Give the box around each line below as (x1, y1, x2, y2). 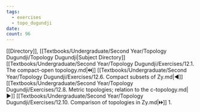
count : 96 (6, 31, 31, 37)
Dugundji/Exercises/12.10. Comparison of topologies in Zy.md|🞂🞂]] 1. (6, 99, 172, 106)
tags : (6, 8, 20, 15)
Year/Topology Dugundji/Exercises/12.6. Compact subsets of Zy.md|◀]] (6, 73, 183, 81)
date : (6, 25, 20, 32)
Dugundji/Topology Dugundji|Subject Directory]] (6, 54, 126, 61)
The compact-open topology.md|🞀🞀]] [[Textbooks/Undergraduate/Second (6, 66, 187, 74)
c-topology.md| (150, 86, 189, 93)
